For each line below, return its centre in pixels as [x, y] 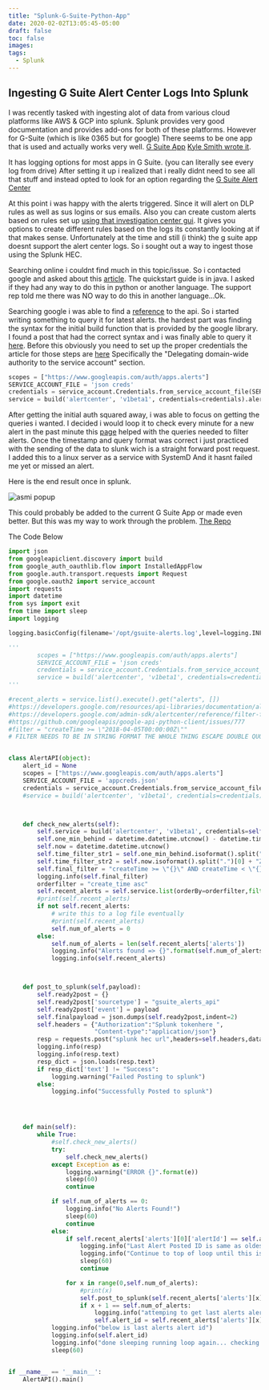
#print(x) [96, 1290]
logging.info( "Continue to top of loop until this [166, 1253]
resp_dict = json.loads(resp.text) [96, 1062]
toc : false [26, 38]
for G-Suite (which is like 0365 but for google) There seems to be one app [130, 138]
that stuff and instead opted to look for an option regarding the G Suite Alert [133, 179]
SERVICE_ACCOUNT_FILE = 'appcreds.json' [91, 781]
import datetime [35, 596]
